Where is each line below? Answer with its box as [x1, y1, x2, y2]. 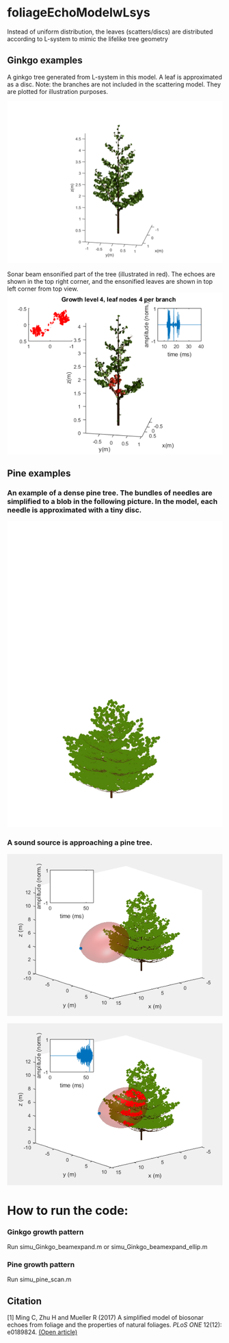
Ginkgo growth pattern [7, 1227, 84, 1237]
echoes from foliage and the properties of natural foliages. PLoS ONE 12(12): [7, 1321, 222, 1329]
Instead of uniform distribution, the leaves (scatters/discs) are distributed [7, 27, 213, 36]
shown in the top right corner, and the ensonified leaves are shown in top [7, 277, 213, 285]
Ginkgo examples [7, 55, 83, 66]
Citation [7, 1295, 42, 1307]
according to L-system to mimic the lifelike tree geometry [7, 34, 169, 43]
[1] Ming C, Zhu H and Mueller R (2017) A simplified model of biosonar [7, 1314, 204, 1322]
